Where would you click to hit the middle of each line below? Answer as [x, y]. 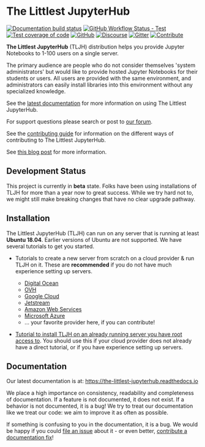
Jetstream [37, 303]
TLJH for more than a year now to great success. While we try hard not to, [100, 192]
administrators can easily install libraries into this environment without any [99, 85]
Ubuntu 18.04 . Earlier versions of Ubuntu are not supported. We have [94, 239]
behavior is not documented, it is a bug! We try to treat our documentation [100, 406]
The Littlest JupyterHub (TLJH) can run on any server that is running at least [103, 233]
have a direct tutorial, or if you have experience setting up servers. [99, 347]
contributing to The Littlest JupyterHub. [56, 140]
